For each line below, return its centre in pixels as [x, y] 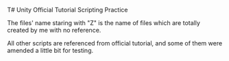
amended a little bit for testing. [50, 50]
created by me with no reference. [54, 30]
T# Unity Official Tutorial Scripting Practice [68, 10]
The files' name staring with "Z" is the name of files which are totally [104, 23]
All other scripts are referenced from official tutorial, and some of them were [115, 43]
